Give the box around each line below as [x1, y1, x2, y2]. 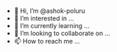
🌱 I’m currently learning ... [13, 22, 90, 30]
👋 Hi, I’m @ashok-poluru [13, 7, 86, 15]
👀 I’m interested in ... [13, 14, 74, 22]
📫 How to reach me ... [13, 37, 80, 45]
